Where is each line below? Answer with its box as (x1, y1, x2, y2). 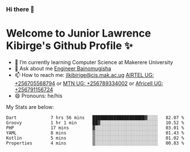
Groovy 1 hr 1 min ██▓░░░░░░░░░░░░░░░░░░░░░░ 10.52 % (6, 119, 184, 126)
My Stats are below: (6, 103, 54, 110)
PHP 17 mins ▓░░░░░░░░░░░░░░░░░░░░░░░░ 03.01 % (6, 125, 184, 130)
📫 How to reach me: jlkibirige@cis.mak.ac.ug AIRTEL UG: (14, 71, 154, 78)
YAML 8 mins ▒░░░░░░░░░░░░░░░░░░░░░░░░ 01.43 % (6, 130, 184, 136)
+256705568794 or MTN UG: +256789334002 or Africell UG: (14, 80, 164, 87)
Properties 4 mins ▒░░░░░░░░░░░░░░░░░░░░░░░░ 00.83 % (6, 140, 184, 146)
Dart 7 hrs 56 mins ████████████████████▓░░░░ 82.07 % (6, 115, 184, 121)
